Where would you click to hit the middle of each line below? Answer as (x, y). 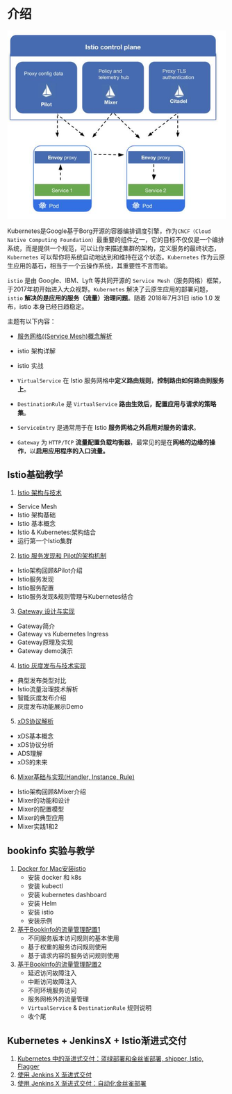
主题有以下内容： (32, 321)
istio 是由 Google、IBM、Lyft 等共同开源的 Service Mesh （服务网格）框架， (116, 280)
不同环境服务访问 (52, 990)
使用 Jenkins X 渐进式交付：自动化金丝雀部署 (82, 1084)
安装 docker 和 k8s (55, 878)
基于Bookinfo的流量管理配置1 (59, 930)
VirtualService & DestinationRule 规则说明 (90, 1008)
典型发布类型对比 (42, 681)
